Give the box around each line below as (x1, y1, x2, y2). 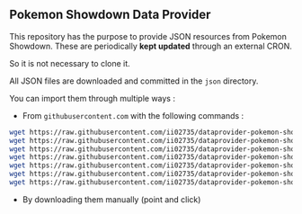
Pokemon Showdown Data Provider (9, 7, 211, 22)
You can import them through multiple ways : (9, 93, 175, 103)
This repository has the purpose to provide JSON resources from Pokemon (9, 31, 288, 41)
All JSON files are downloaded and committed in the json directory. (9, 76, 259, 86)
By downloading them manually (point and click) (22, 193, 201, 205)
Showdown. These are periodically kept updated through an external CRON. (9, 40, 292, 51)
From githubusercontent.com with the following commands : (22, 110, 244, 120)
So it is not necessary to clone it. (9, 58, 130, 68)
